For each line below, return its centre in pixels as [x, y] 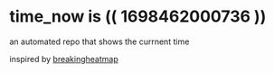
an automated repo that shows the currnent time [99, 41]
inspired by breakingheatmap [64, 59]
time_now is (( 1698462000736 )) [138, 17]
